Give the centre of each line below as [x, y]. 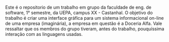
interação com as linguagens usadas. [44, 34]
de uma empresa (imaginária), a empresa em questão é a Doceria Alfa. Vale [84, 23]
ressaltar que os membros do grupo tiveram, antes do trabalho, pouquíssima [85, 29]
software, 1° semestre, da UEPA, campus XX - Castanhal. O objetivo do [79, 13]
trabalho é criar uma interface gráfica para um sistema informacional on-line [84, 18]
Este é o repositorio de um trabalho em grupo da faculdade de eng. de [78, 7]
